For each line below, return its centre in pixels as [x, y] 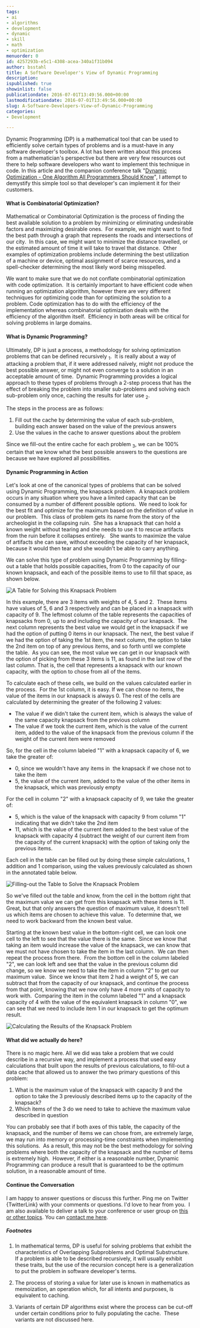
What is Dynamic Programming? [47, 336]
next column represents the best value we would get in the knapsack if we [97, 627]
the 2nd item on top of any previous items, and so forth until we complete [96, 646]
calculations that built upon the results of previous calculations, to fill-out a [98, 1066]
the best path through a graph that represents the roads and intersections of [100, 235]
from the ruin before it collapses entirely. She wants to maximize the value [98, 536]
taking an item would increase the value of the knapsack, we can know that [99, 945]
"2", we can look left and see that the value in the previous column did [92, 964]
